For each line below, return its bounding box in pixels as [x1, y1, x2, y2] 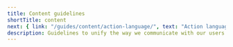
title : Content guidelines [7, 10, 85, 17]
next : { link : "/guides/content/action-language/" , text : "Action [7, 23, 203, 30]
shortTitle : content [7, 17, 67, 23]
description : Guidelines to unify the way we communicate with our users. [7, 29, 228, 37]
